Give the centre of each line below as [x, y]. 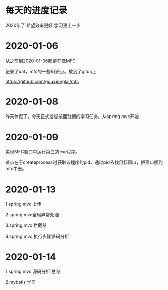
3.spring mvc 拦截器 [26, 225]
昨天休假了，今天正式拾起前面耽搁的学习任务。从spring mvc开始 [72, 116]
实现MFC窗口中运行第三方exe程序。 [43, 151]
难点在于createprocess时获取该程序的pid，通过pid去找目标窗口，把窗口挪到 [84, 162]
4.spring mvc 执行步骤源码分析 [37, 236]
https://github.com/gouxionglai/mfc [42, 81]
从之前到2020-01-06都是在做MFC [40, 61]
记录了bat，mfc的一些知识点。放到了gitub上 [51, 71]
